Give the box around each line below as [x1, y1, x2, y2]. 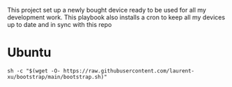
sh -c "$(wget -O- [7, 67, 61, 75]
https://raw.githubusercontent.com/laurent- [63, 67, 195, 75]
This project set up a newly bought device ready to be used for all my [7, 6, 207, 14]
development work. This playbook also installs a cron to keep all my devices [7, 13, 225, 21]
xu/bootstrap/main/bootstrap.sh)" [7, 73, 108, 80]
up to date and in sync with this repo [7, 21, 112, 28]
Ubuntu [7, 45, 52, 61]
